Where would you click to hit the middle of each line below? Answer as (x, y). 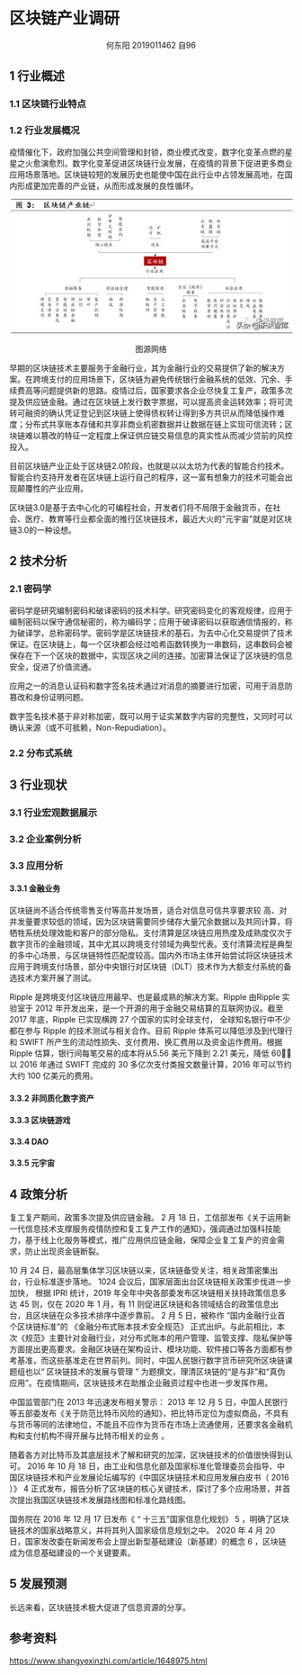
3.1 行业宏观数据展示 (53, 813)
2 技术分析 (38, 561)
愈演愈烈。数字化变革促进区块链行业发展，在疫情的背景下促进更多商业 (163, 163)
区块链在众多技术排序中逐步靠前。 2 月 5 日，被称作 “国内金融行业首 (159, 1316)
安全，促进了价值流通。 (53, 666)
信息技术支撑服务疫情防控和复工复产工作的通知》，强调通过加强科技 (149, 1229)
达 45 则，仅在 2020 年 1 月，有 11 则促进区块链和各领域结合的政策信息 (140, 1304)
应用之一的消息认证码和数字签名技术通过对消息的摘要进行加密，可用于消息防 (151, 686)
